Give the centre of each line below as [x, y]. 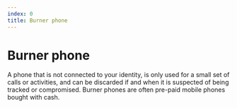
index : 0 [20, 14]
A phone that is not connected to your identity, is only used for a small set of [118, 75]
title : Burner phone [38, 20]
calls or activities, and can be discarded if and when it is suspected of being [118, 83]
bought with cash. [34, 97]
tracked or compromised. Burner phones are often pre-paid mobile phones [116, 90]
